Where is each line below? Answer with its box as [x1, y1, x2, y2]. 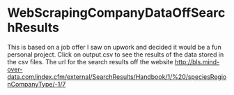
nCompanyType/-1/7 [7, 80, 66, 88]
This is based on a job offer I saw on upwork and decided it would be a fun [7, 43, 221, 51]
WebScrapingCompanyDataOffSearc [7, 5, 226, 21]
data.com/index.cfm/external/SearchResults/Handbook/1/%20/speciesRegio [7, 72, 227, 81]
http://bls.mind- [174, 57, 220, 66]
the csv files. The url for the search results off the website [7, 57, 173, 66]
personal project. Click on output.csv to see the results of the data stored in [7, 50, 224, 59]
